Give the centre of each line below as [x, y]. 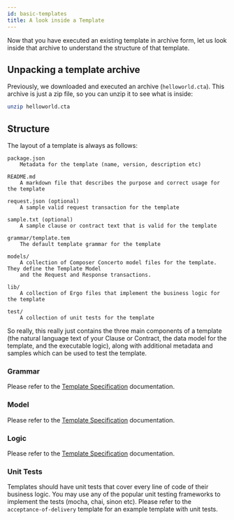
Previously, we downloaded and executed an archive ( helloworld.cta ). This [116, 87]
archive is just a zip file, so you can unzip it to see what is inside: [100, 94]
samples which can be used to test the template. [77, 353]
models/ [19, 256]
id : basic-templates [37, 14]
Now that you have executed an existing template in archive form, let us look [117, 40]
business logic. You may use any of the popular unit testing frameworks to [114, 494]
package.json [26, 158]
